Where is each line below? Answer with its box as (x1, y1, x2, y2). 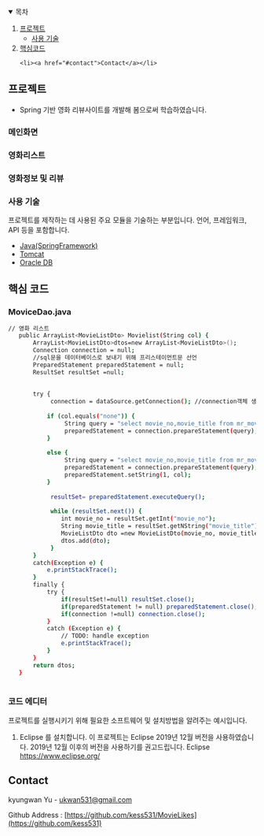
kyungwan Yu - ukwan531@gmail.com (8, 794, 132, 804)
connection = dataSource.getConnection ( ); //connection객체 (49, 398, 248, 406)
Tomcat (19, 249, 45, 258)
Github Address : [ (8, 810, 68, 819)
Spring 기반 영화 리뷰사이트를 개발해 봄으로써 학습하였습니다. (19, 105, 207, 114)
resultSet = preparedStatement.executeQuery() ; (49, 492, 206, 501)
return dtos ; (32, 661, 76, 669)
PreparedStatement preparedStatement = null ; (32, 361, 185, 369)
